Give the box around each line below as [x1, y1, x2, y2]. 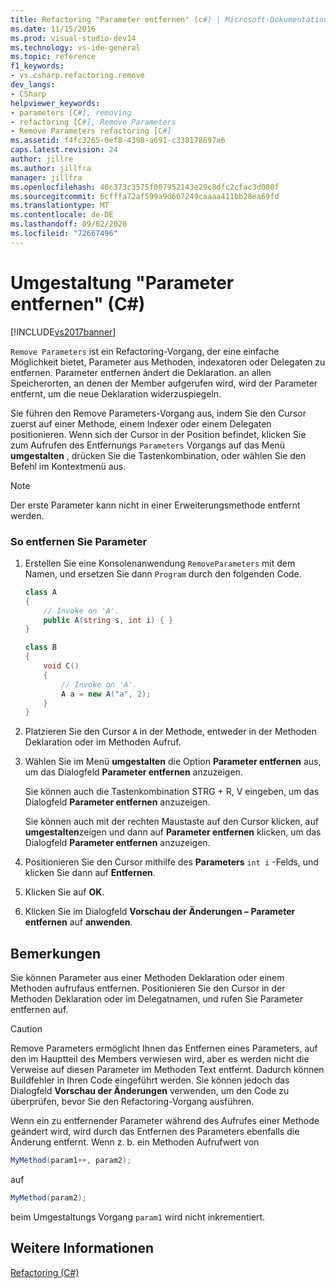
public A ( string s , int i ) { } [43, 615, 174, 625]
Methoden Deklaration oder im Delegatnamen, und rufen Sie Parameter [10, 993, 303, 1005]
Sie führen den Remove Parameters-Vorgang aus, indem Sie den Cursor [10, 407, 307, 419]
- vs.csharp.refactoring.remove [10, 71, 145, 81]
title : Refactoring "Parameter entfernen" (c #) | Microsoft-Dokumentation [10, 14, 329, 25]
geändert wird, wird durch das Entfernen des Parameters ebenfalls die [10, 1126, 300, 1138]
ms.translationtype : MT [10, 201, 110, 211]
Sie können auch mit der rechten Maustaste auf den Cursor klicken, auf [24, 816, 319, 828]
